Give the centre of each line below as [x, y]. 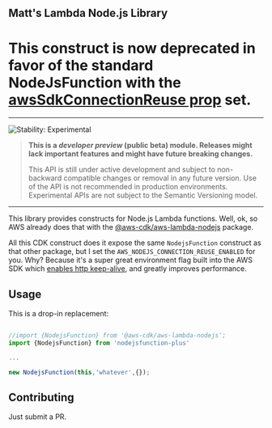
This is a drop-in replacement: [59, 314]
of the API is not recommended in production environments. [128, 187]
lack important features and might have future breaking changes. [140, 154]
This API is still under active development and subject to [122, 170]
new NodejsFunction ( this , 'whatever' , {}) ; [79, 372]
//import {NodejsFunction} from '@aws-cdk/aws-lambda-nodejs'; [117, 336]
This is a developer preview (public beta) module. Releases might [140, 146]
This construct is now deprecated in [132, 48]
